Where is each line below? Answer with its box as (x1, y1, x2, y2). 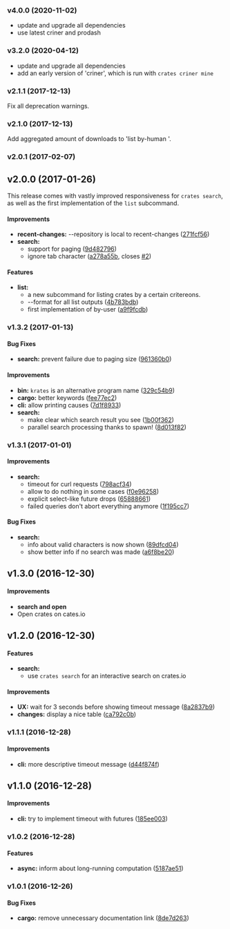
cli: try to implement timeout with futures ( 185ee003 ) (17, 814, 168, 823)
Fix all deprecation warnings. (7, 102, 90, 110)
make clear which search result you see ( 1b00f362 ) (27, 415, 175, 423)
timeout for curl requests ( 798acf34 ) (27, 479, 133, 488)
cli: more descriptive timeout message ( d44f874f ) (17, 760, 160, 768)
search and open (17, 602, 67, 611)
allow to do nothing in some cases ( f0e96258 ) (27, 487, 160, 495)
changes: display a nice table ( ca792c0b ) (17, 710, 137, 718)
